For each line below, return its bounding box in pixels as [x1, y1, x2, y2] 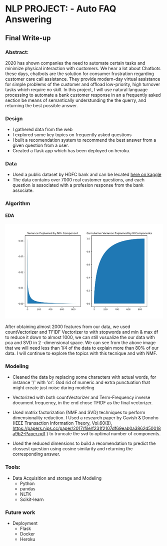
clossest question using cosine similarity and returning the [12, 446, 133, 452]
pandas [19, 485, 36, 491]
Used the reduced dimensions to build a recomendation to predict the [12, 440, 156, 446]
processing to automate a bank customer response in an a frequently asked [5, 92, 161, 98]
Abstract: [5, 49, 29, 56]
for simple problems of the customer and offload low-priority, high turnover [5, 81, 160, 87]
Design [5, 115, 23, 122]
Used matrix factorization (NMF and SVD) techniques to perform [12, 409, 145, 416]
